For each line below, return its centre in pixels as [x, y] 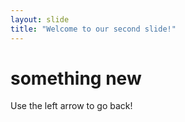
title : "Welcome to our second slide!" [93, 29]
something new [76, 78]
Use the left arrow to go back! [71, 106]
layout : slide [40, 19]
